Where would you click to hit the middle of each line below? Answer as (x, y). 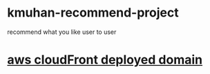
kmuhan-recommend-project (93, 13)
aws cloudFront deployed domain (105, 60)
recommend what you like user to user (62, 32)
